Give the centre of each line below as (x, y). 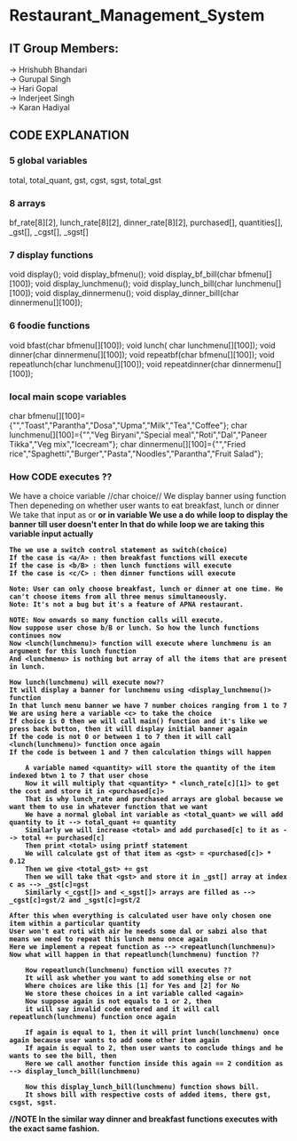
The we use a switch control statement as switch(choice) (118, 550)
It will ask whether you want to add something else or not (138, 978)
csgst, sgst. (33, 1103)
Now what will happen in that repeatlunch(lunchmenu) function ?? (134, 955)
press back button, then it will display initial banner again (129, 729)
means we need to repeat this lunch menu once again (109, 939)
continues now (35, 636)
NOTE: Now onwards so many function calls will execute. (117, 620)
